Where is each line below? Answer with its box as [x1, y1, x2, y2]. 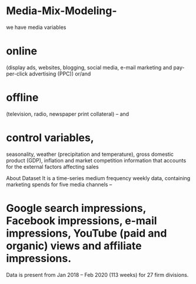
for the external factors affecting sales [6, 163, 99, 170]
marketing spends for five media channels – [6, 181, 112, 188]
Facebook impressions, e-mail [6, 214, 157, 227]
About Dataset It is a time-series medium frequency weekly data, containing [6, 174, 191, 181]
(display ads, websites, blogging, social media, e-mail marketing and [6, 64, 172, 71]
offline [6, 91, 39, 105]
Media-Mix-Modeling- [6, 4, 117, 18]
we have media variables [6, 24, 67, 31]
